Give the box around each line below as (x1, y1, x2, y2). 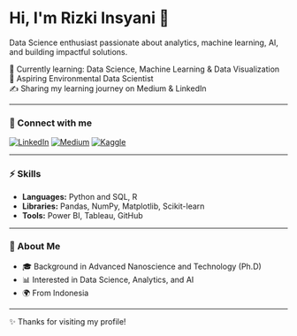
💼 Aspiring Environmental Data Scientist (9, 73, 154, 83)
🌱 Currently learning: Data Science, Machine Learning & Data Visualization (9, 64, 280, 74)
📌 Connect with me (9, 117, 93, 129)
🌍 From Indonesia (21, 287, 89, 298)
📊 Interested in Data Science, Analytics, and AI (21, 274, 194, 285)
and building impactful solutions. (9, 46, 128, 57)
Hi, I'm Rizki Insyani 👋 (9, 8, 170, 28)
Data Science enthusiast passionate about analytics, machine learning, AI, (9, 37, 278, 48)
